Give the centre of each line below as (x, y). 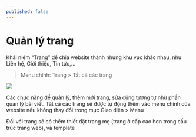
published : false (27, 12)
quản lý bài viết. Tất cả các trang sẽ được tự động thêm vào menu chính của (98, 103)
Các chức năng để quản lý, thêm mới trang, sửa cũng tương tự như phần (94, 97)
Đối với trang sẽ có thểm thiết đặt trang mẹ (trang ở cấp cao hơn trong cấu (97, 121)
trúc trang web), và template (41, 128)
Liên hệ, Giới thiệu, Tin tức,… (41, 63)
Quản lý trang (40, 40)
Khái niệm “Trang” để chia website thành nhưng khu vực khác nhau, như (94, 57)
